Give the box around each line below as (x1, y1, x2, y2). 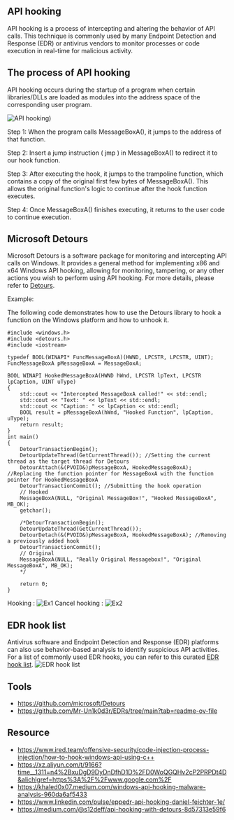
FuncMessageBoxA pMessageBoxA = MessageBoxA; (7, 360, 142, 367)
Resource (7, 727, 50, 739)
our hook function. (7, 155, 61, 164)
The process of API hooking (7, 67, 131, 79)
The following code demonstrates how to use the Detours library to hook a (7, 308, 221, 317)
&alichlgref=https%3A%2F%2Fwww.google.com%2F (17, 775, 173, 784)
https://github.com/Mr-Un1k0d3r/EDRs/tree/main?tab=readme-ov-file (17, 707, 218, 715)
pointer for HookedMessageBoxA (7, 476, 98, 484)
